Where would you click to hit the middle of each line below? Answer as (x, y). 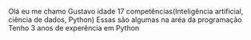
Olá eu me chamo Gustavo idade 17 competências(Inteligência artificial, (126, 11)
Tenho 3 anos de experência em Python (74, 28)
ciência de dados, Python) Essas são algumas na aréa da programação (125, 20)
